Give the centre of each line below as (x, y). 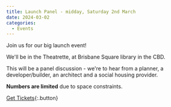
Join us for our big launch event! (46, 45)
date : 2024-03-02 (28, 17)
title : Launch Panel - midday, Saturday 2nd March (71, 12)
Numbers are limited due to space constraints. (64, 87)
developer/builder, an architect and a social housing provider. (82, 75)
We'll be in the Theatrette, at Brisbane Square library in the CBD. (86, 57)
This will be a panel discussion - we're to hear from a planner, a (85, 69)
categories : (21, 23)
